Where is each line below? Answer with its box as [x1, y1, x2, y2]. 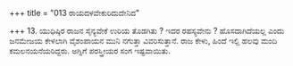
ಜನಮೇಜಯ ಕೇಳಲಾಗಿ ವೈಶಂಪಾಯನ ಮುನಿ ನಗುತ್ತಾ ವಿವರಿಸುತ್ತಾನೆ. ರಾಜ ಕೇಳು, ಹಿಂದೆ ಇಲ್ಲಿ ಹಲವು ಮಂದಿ [9, 36, 278, 45]
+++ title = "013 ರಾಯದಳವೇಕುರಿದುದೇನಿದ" [9, 8, 140, 18]
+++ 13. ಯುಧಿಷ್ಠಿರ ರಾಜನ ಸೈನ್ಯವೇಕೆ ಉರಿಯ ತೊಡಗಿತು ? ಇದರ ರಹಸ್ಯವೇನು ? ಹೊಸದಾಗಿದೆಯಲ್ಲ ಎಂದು [9, 26, 285, 36]
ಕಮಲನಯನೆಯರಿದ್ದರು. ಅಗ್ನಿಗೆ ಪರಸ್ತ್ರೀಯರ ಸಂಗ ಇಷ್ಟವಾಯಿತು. [9, 45, 172, 56]
